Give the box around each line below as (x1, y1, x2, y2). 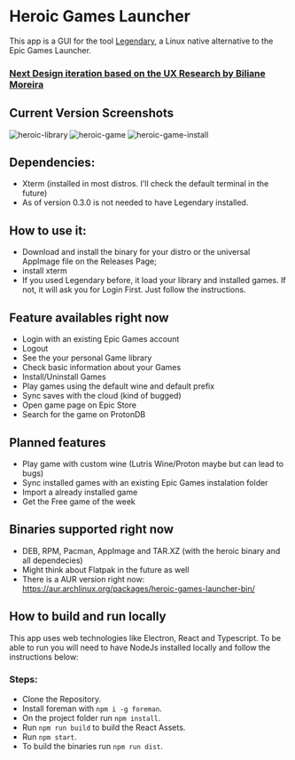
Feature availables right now (9, 310, 169, 325)
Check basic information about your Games (21, 362, 182, 373)
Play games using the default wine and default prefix (21, 381, 215, 392)
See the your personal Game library (21, 352, 152, 363)
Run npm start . (21, 731, 77, 742)
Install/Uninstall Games (21, 371, 106, 383)
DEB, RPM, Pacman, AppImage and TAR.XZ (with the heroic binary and (21, 545, 281, 556)
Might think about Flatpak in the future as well (21, 564, 190, 574)
